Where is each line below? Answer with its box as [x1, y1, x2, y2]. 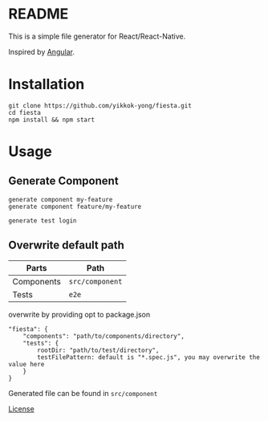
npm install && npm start [8, 116, 95, 124]
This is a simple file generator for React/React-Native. [8, 31, 186, 41]
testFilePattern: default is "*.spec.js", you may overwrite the [37, 353, 261, 362]
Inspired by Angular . [8, 47, 75, 56]
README [8, 5, 69, 23]
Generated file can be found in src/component [8, 388, 158, 398]
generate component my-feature [8, 195, 113, 203]
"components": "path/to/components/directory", [22, 332, 185, 340]
